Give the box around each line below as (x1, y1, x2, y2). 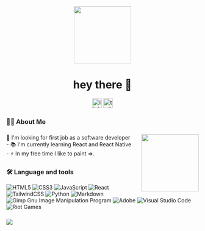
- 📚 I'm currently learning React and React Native (6, 140, 132, 148)
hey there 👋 (73, 78, 132, 92)
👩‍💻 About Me (6, 117, 46, 126)
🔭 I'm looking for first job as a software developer (6, 133, 131, 141)
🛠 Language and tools (6, 168, 74, 176)
